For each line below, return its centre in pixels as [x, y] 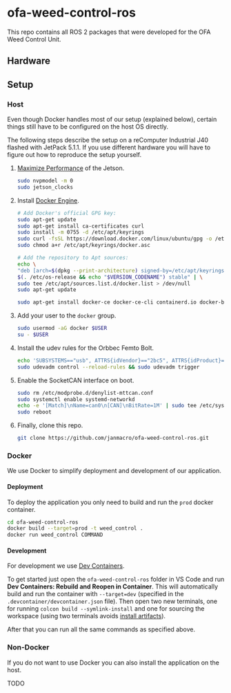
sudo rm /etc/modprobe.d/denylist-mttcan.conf [85, 393]
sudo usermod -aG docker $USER [62, 329]
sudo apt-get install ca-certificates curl [81, 226]
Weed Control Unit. [34, 39]
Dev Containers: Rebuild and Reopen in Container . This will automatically [113, 586]
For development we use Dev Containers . [66, 566]
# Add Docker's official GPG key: [67, 213]
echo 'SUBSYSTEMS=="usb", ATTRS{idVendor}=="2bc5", [93, 360]
